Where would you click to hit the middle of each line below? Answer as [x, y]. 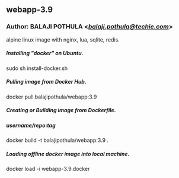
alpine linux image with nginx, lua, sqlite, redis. [63, 39]
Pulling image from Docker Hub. [47, 82]
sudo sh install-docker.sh [37, 68]
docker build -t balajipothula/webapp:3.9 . [57, 140]
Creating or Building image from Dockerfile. [61, 110]
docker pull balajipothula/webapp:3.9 [52, 97]
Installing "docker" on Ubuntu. [45, 53]
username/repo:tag [31, 125]
